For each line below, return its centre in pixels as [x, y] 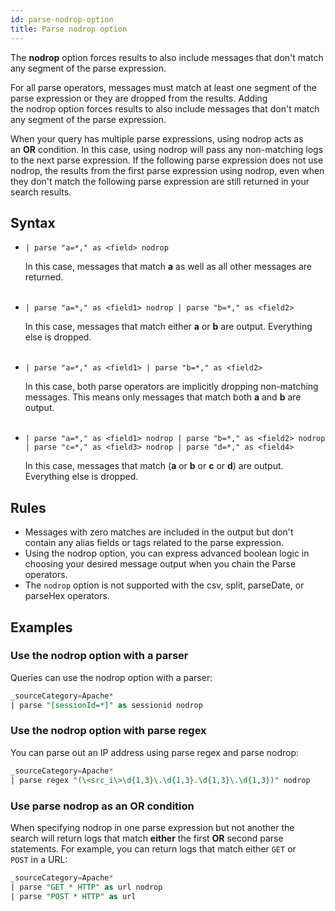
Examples [41, 627]
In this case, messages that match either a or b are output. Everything [168, 327]
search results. [41, 192]
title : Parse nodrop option [69, 29]
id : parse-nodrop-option [62, 19]
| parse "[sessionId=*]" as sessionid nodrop [106, 705]
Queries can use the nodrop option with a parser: [111, 677]
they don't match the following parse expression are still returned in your [160, 181]
